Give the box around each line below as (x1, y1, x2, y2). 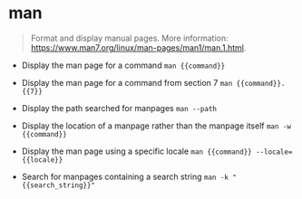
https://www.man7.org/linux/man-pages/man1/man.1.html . (30, 42, 247, 52)
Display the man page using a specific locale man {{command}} (21, 146, 252, 156)
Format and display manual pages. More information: (30, 33, 229, 43)
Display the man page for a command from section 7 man (21, 77, 233, 88)
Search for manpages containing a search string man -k (21, 171, 229, 182)
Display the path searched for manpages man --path (21, 102, 217, 113)
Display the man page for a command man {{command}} (21, 60, 226, 71)
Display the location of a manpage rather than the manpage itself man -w (21, 120, 292, 131)
